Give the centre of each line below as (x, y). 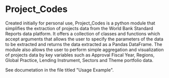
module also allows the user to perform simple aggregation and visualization (84, 49)
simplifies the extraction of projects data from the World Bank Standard (79, 28)
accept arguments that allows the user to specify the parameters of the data (84, 39)
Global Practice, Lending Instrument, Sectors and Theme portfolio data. (79, 60)
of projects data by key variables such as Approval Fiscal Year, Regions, (80, 55)
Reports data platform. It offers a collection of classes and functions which (83, 33)
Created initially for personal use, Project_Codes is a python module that (80, 23)
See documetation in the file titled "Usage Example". (60, 70)
